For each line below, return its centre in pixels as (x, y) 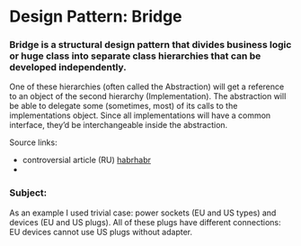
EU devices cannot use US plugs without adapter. (101, 232)
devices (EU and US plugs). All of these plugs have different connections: (145, 222)
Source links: (33, 142)
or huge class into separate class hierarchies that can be (135, 56)
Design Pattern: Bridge (96, 17)
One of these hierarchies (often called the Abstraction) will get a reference (147, 87)
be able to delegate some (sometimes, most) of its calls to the (124, 106)
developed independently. (68, 68)
